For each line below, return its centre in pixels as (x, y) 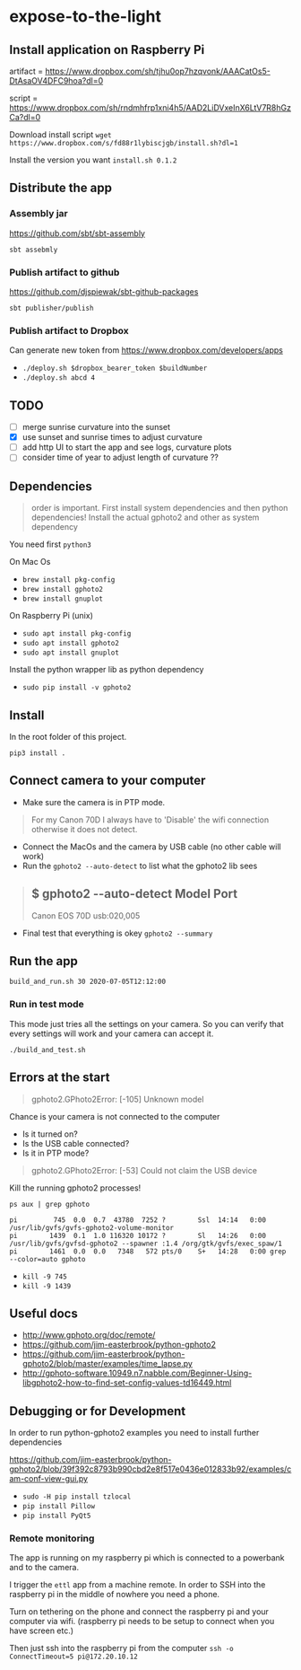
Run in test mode (47, 1005)
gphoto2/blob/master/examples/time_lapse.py (107, 1364)
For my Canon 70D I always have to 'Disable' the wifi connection (150, 820)
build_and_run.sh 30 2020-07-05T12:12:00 (88, 982)
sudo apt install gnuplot (70, 653)
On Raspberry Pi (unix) (52, 616)
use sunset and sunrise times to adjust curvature (112, 437)
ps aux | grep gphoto (50, 1204)
